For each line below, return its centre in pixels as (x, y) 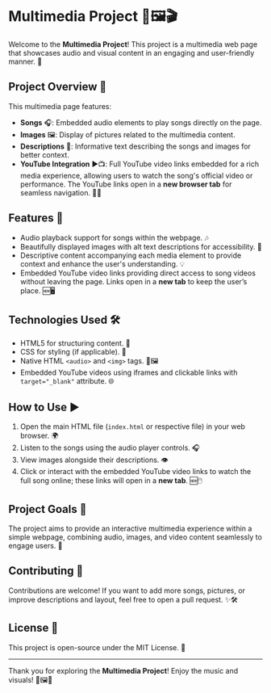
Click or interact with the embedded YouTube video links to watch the (135, 472)
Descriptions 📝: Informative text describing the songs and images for (135, 146)
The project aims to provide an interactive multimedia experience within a (130, 528)
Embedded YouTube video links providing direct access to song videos (138, 273)
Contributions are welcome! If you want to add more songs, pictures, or (127, 590)
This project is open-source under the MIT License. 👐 (97, 647)
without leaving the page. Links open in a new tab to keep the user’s (133, 281)
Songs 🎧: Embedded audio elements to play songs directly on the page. (141, 122)
